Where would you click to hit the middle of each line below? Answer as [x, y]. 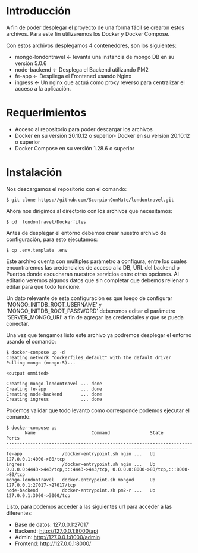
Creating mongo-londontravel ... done [54, 384]
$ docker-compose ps [32, 428]
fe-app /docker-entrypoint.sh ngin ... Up [81, 454]
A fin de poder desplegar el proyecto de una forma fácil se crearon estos [95, 27]
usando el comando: [31, 341]
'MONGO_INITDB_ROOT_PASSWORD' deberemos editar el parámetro [91, 311]
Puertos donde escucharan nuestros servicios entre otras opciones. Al [93, 274]
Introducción [39, 11]
